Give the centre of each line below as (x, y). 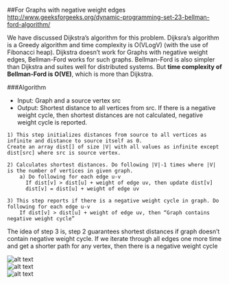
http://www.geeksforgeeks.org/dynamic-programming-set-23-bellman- (109, 17)
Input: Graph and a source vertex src (69, 101)
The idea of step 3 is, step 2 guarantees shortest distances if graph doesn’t (113, 231)
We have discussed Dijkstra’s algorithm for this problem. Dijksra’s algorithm (113, 38)
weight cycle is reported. (52, 122)
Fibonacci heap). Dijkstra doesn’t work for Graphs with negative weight (107, 52)
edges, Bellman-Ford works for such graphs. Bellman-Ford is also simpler (111, 60)
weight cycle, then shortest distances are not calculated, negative (110, 115)
